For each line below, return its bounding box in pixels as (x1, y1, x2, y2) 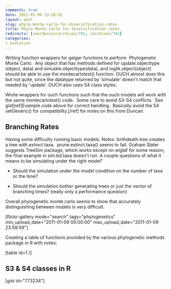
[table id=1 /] (5, 249, 32, 255)
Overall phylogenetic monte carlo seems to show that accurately (5, 198, 141, 204)
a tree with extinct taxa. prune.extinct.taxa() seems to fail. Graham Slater (5, 141, 159, 148)
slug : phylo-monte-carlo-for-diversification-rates (5, 21, 117, 27)
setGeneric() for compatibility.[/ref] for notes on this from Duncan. (5, 108, 144, 114)
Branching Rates (5, 123, 59, 132)
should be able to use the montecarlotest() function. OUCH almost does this (5, 71, 165, 77)
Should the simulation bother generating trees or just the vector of (12, 183, 152, 189)
